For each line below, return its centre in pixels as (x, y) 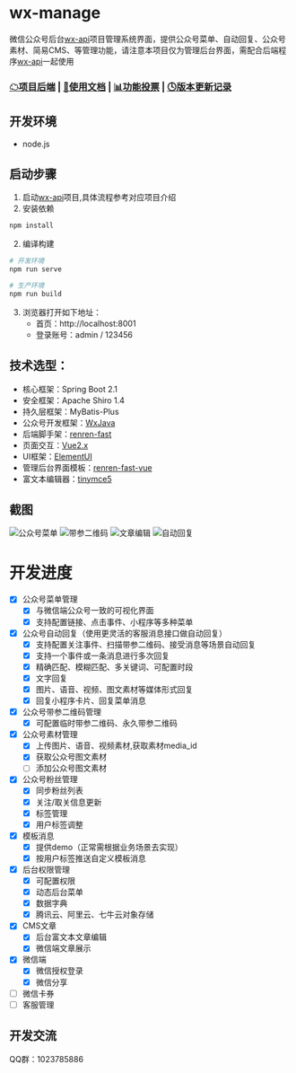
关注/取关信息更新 (69, 802)
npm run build (36, 294)
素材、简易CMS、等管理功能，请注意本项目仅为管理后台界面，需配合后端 (144, 50)
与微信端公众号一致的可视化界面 (95, 611)
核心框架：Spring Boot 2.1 (70, 389)
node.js (36, 144)
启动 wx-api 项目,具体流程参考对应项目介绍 (99, 198)
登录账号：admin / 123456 (84, 334)
